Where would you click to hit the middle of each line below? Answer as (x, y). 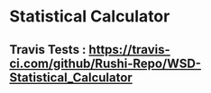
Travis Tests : (48, 50)
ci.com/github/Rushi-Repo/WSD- (105, 63)
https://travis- (130, 50)
